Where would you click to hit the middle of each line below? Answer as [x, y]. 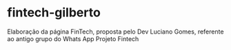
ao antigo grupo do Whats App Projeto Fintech [73, 38]
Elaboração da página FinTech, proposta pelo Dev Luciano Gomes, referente [115, 32]
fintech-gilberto [54, 13]
